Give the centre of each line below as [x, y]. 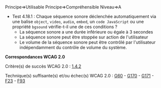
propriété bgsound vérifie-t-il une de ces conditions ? [65, 27]
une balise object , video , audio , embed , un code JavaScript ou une [78, 22]
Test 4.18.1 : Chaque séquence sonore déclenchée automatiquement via [84, 16]
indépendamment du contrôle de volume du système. [73, 47]
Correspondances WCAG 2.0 [35, 57]
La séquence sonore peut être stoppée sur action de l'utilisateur [84, 37]
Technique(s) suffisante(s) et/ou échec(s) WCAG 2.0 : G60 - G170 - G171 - [80, 76]
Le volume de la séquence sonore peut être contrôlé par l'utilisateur [88, 42]
